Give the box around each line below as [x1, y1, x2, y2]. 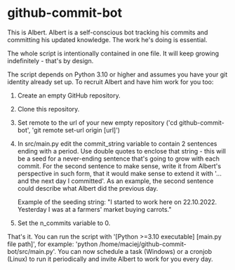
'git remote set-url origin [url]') [32, 126, 121, 134]
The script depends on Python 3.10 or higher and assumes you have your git [7, 70, 228, 79]
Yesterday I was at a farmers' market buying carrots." [17, 205, 172, 213]
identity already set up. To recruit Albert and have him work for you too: [7, 77, 214, 86]
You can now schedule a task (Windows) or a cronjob [58, 247, 213, 255]
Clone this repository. [17, 104, 80, 113]
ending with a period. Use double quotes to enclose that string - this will [17, 147, 227, 155]
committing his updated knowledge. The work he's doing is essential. [7, 35, 208, 43]
